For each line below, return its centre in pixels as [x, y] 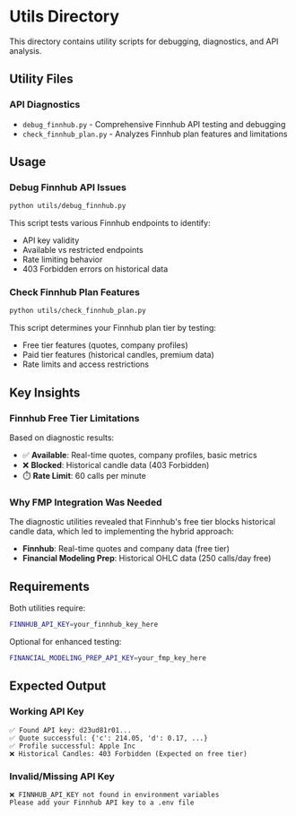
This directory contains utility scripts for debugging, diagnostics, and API [144, 41]
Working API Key [47, 712]
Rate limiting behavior [62, 260]
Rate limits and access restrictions [86, 364]
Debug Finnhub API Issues [68, 187]
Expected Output [58, 686]
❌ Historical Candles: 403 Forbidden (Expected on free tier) [129, 754]
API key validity [51, 240]
